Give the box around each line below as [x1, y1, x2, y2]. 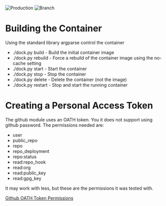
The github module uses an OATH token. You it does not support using [5, 116, 153, 122]
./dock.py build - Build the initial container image [12, 49, 114, 56]
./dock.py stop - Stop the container [12, 71, 86, 77]
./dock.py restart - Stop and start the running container [12, 82, 128, 88]
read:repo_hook [12, 159, 46, 165]
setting [27, 60, 42, 66]
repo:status [12, 153, 37, 160]
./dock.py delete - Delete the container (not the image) [12, 76, 127, 83]
